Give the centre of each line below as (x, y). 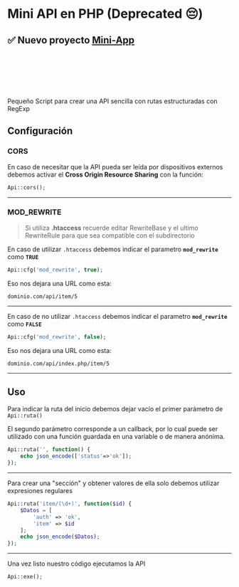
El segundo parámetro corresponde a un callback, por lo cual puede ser (113, 429)
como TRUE (23, 257)
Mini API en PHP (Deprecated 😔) (105, 14)
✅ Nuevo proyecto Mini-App (71, 40)
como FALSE (25, 324)
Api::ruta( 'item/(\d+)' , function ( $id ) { (70, 504)
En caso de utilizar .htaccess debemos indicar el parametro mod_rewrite (113, 249)
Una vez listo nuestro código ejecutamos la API (76, 564)
